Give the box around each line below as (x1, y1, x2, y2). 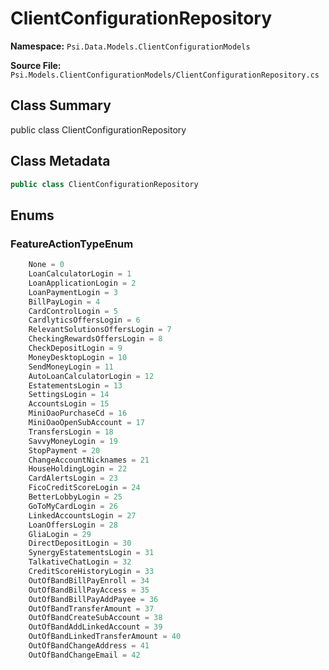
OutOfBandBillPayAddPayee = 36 (28, 594, 159, 604)
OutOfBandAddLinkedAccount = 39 (28, 622, 163, 632)
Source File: (10, 59, 62, 71)
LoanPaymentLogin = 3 (28, 287, 118, 297)
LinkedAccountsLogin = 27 (28, 510, 137, 521)
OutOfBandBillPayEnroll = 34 (28, 575, 150, 586)
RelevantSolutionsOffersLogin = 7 (28, 325, 172, 335)
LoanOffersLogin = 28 (28, 520, 118, 530)
